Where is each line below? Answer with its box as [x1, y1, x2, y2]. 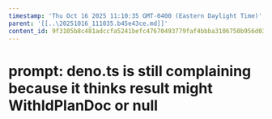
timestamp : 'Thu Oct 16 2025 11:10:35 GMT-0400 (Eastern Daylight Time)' [8, 11, 263, 20]
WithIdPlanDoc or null [8, 96, 159, 114]
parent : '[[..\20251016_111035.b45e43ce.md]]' [8, 19, 168, 28]
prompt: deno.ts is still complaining [8, 62, 252, 80]
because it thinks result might [8, 79, 213, 97]
